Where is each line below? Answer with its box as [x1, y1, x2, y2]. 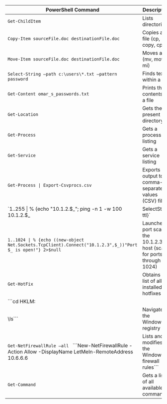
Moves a [142, 50, 163, 56]
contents [142, 90, 163, 97]
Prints [142, 84, 156, 91]
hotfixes [142, 290, 162, 297]
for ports [142, 251, 163, 257]
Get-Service [7, 153, 36, 158]
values [142, 191, 158, 198]
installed [142, 284, 163, 290]
